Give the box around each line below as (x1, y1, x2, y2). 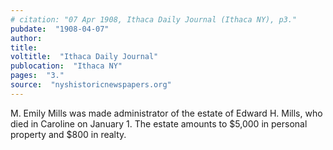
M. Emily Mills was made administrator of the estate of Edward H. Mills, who (10, 107, 323, 119)
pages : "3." (10, 71, 65, 81)
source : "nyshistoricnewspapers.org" (10, 80, 172, 90)
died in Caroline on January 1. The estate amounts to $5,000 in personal (10, 117, 308, 130)
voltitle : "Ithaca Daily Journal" (10, 52, 159, 62)
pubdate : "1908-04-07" (10, 24, 110, 34)
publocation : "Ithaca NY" (10, 61, 123, 71)
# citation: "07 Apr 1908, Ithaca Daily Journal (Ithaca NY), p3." (10, 14, 298, 25)
